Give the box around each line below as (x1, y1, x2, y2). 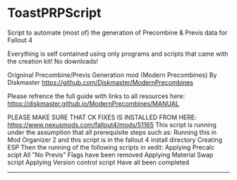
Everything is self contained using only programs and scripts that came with (7, 49, 229, 58)
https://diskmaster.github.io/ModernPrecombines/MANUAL (7, 99, 180, 107)
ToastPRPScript (7, 5, 102, 21)
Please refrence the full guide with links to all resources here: (7, 92, 186, 100)
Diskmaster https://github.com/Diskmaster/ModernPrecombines (7, 78, 194, 86)
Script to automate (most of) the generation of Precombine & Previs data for (7, 28, 228, 37)
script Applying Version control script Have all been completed (7, 157, 190, 167)
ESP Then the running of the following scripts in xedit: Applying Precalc (7, 143, 215, 151)
